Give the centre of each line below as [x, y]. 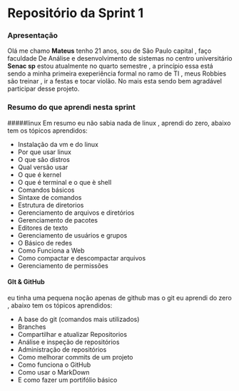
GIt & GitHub [26, 282]
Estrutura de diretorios [51, 205]
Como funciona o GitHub [54, 365]
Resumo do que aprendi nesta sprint [71, 107]
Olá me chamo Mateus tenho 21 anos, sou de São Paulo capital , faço [110, 51]
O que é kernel [40, 174]
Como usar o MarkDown [54, 372]
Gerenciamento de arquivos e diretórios [76, 213]
